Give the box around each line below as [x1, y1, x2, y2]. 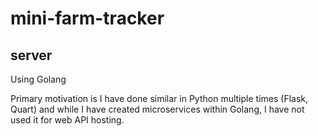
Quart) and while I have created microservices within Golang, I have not [10, 103, 305, 115]
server [10, 47, 53, 64]
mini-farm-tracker [10, 7, 165, 30]
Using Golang [10, 73, 67, 85]
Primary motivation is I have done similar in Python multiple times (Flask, [10, 93, 308, 104]
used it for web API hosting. [10, 114, 125, 126]
